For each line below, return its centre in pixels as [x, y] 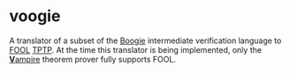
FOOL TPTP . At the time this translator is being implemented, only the [136, 49]
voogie [35, 16]
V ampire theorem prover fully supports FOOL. [93, 59]
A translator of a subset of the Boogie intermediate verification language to [145, 40]
